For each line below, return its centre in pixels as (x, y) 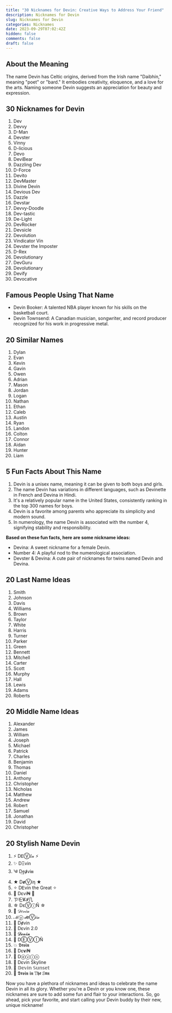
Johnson (23, 598)
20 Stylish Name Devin (43, 843)
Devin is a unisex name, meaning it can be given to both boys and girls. (88, 484)
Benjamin (23, 762)
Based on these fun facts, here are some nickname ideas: (68, 537)
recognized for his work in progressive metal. (61, 324)
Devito (20, 176)
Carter (20, 663)
